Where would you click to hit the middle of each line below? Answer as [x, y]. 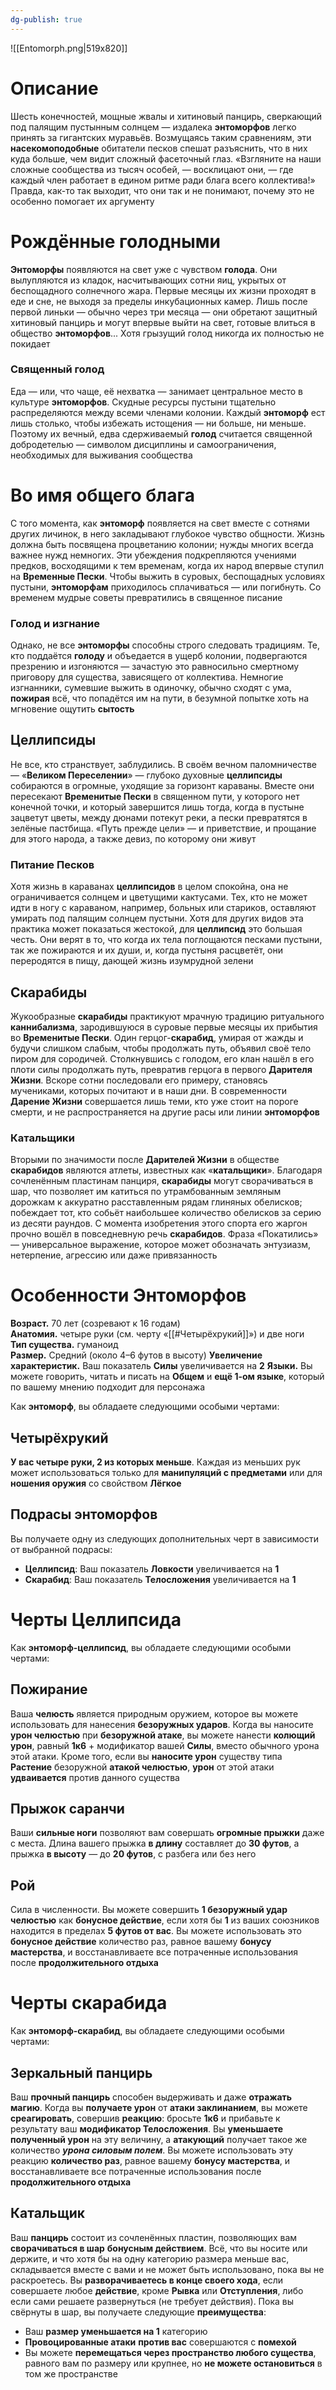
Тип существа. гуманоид [64, 1345]
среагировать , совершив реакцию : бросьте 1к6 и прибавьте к [145, 2118]
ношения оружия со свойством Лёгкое [96, 1483]
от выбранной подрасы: [61, 1549]
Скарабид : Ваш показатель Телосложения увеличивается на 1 [160, 1579]
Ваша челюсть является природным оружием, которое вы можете [154, 1713]
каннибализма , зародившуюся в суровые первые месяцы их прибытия [164, 1027]
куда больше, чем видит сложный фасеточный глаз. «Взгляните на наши [166, 158]
